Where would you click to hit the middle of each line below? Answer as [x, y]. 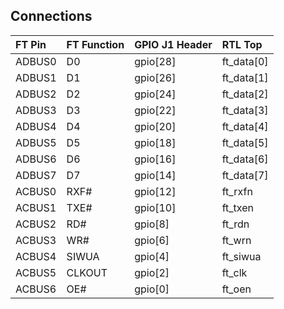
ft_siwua [241, 256]
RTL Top [242, 44]
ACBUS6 [36, 289]
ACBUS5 [36, 272]
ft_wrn [236, 240]
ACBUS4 [36, 256]
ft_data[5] [245, 142]
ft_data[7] [245, 175]
